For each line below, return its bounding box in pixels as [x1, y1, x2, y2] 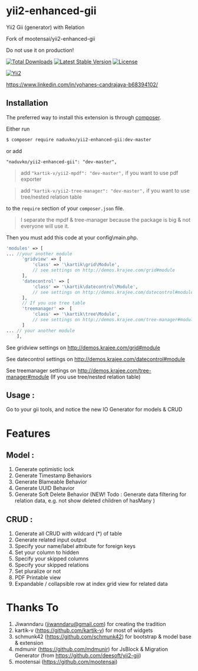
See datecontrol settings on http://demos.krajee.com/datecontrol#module [6, 355, 186, 362]
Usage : [6, 390, 35, 400]
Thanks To [6, 601, 59, 614]
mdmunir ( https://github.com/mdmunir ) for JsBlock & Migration [14, 646, 169, 653]
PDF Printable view [14, 574, 61, 581]
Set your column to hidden [14, 549, 80, 556]
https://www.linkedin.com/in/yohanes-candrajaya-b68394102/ [6, 81, 158, 88]
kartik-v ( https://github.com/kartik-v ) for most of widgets [14, 627, 153, 634]
